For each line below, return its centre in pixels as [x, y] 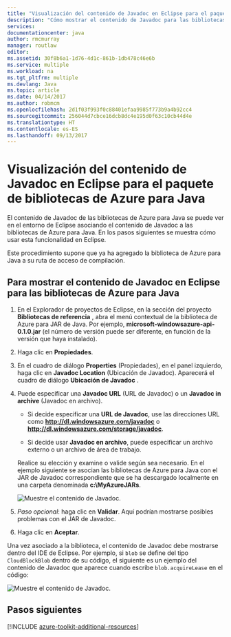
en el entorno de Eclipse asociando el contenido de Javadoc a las [100, 225]
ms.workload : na [30, 71]
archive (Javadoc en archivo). [60, 401]
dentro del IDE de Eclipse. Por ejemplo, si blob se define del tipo [98, 553]
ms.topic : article [33, 90]
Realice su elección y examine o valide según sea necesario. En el [111, 463]
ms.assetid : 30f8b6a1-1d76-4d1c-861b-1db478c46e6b [81, 59]
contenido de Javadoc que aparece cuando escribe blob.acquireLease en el [115, 567]
